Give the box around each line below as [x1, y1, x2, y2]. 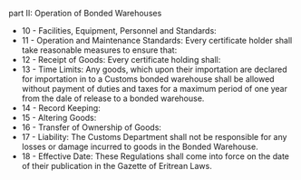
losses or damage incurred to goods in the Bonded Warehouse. [21, 141, 259, 152]
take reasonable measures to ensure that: [21, 45, 178, 55]
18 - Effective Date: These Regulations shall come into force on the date [21, 151, 290, 162]
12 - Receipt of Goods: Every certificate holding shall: [21, 55, 221, 65]
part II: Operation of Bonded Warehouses [8, 8, 162, 18]
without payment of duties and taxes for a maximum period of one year [21, 84, 287, 94]
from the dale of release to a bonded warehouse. [21, 93, 205, 104]
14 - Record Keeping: [21, 103, 101, 113]
